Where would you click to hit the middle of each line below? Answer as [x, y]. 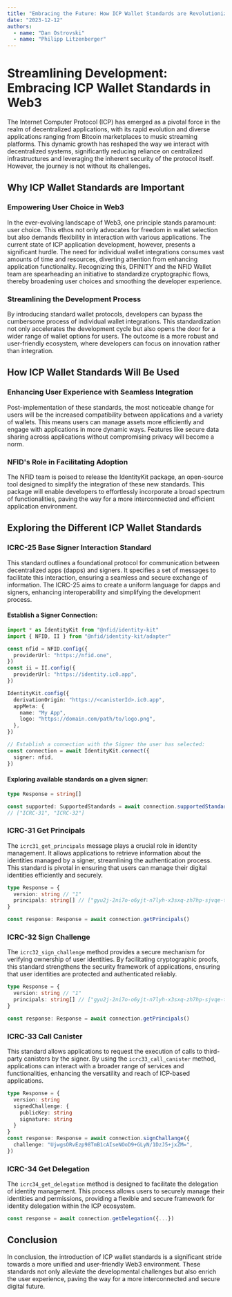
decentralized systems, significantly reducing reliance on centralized [105, 151]
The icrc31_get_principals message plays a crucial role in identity [102, 845]
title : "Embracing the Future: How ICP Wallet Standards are [97, 13]
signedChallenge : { [41, 1106]
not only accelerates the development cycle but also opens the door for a [112, 329]
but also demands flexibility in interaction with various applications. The [109, 237]
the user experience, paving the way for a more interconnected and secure [114, 1278]
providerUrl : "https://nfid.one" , [63, 655]
